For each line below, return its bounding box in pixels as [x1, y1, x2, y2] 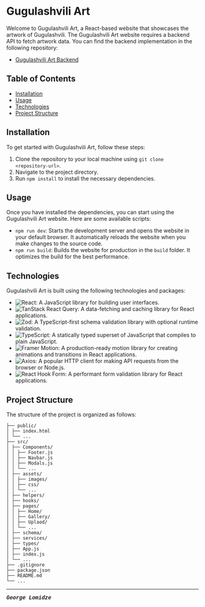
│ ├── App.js [6, 546, 40, 552]
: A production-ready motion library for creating [58, 344, 178, 352]
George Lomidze [6, 595, 52, 601]
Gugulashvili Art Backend [15, 56, 79, 63]
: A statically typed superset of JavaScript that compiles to [48, 332, 196, 339]
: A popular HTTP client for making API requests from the [35, 357, 179, 365]
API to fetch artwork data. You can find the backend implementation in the [6, 37, 193, 45]
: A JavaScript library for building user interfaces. [35, 299, 160, 307]
